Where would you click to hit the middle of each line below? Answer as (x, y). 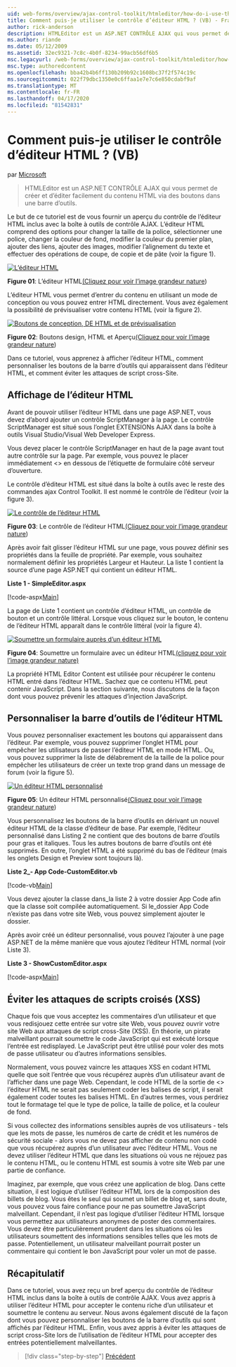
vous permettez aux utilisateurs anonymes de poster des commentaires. (112, 1222)
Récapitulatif (36, 1273)
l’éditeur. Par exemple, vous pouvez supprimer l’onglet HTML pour (103, 743)
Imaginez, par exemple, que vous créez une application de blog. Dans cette (117, 1184)
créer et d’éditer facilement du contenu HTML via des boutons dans (122, 195)
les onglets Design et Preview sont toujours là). (76, 858)
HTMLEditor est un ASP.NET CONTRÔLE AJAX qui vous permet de (121, 188)
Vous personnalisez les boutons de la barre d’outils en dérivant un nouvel (113, 821)
